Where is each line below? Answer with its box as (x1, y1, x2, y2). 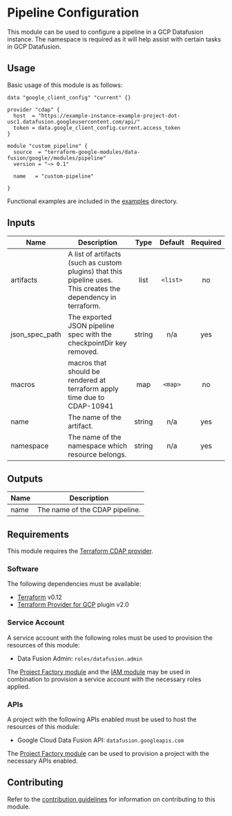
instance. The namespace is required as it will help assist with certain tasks (7, 35, 222, 43)
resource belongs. (68, 449, 127, 459)
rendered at (68, 375, 106, 385)
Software (7, 564, 39, 574)
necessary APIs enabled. (7, 757, 78, 765)
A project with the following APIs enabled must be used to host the (7, 715, 197, 723)
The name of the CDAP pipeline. (37, 505, 142, 515)
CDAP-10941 (68, 401, 114, 410)
